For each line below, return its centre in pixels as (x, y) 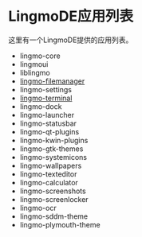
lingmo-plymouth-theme (60, 224)
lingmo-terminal (46, 98)
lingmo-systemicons (53, 157)
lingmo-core (40, 56)
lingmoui (34, 64)
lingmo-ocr (38, 208)
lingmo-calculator (49, 182)
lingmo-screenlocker (54, 199)
